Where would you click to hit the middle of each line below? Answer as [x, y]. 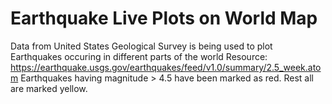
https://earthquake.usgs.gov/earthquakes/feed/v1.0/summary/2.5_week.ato [166, 67]
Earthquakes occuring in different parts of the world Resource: [139, 56]
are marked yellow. [49, 88]
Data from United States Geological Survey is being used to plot [141, 46]
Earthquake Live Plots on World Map [164, 18]
